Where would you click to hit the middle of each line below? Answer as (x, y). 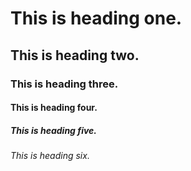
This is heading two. (75, 55)
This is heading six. (50, 156)
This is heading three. (64, 84)
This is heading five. (54, 130)
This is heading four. (54, 108)
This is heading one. (96, 18)
